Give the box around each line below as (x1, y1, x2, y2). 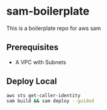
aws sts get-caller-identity (6, 92, 81, 98)
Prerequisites (6, 42, 59, 53)
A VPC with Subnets (15, 58, 66, 65)
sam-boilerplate (6, 4, 90, 18)
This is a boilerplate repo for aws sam (6, 24, 101, 32)
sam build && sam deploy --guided (6, 98, 95, 105)
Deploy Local (6, 76, 57, 87)
